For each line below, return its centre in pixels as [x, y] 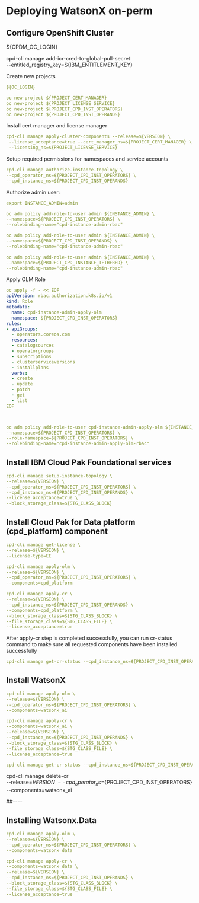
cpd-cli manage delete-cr [37, 776]
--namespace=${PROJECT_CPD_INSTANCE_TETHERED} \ [67, 263]
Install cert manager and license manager [57, 126]
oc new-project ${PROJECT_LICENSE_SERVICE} [61, 103]
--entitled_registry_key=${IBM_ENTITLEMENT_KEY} [70, 65]
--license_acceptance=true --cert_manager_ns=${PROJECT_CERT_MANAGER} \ [100, 142]
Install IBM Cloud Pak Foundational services [89, 462]
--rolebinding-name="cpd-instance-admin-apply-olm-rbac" [78, 444]
